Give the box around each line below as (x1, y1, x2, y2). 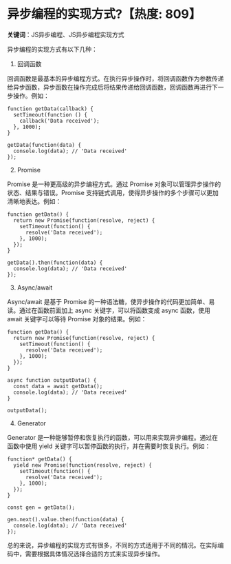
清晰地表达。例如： (7, 197, 62, 205)
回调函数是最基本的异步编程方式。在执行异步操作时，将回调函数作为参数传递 (7, 74, 224, 83)
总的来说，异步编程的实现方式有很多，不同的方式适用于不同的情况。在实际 (7, 541, 218, 549)
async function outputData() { (7, 376, 97, 383)
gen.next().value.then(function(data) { (7, 516, 125, 523)
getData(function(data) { (7, 141, 81, 148)
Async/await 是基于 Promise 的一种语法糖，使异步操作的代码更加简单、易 (7, 297, 215, 305)
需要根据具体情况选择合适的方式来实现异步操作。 (25, 550, 164, 558)
